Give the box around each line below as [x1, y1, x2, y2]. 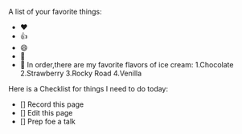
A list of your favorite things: [8, 7, 102, 16]
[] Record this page [19, 99, 84, 109]
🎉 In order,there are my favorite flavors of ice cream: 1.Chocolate [19, 60, 234, 69]
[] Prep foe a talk [19, 116, 76, 126]
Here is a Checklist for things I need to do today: [8, 84, 169, 93]
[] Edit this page [19, 108, 73, 117]
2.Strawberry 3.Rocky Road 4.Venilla [19, 68, 142, 78]
